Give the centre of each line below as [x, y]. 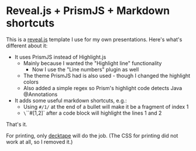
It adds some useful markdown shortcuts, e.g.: [71, 100]
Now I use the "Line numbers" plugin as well [85, 69]
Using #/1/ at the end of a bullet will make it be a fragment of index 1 [106, 107]
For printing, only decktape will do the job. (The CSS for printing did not [92, 135]
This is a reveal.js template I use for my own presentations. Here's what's [94, 39]
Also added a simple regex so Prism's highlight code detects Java [103, 88]
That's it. [17, 124]
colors [31, 82]
